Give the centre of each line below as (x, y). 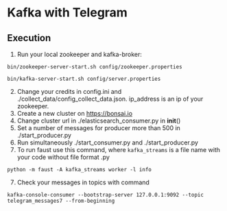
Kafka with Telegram (68, 13)
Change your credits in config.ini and (69, 91)
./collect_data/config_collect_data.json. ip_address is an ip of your (110, 99)
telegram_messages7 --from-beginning (61, 201)
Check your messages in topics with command (83, 182)
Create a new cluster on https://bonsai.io (74, 113)
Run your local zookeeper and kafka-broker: (80, 54)
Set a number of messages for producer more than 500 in (98, 128)
